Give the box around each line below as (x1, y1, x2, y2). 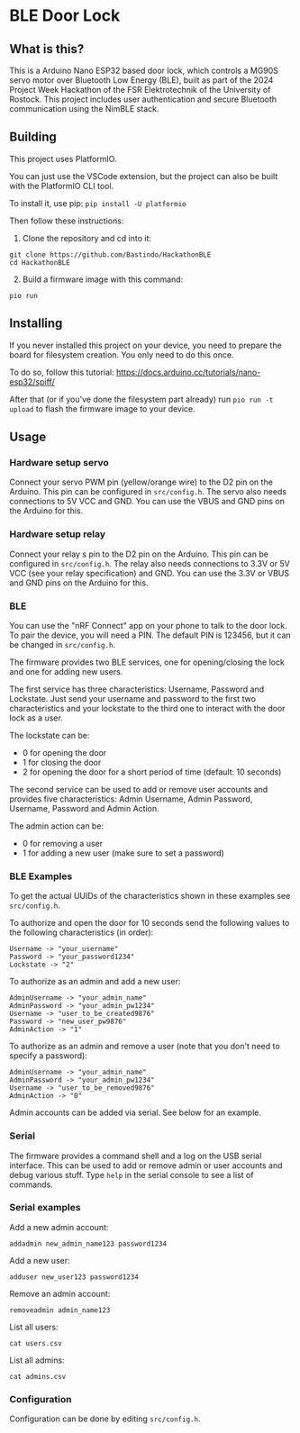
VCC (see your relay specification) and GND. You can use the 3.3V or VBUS (9, 567, 290, 578)
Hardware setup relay (9, 528, 106, 540)
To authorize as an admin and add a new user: (9, 976, 181, 987)
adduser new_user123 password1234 (9, 1272, 140, 1282)
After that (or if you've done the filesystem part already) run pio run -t (9, 394, 274, 404)
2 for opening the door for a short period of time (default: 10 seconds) (22, 766, 282, 777)
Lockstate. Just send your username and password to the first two (9, 693, 257, 703)
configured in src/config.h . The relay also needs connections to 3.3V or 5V (9, 558, 290, 568)
